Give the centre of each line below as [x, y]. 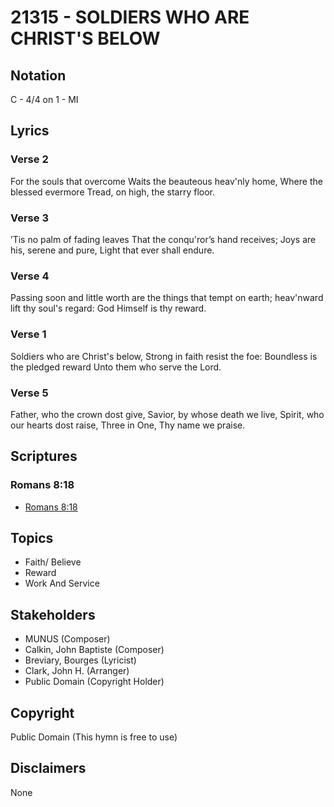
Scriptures [44, 456]
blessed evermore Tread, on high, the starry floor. [113, 192]
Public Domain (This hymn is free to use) [94, 737]
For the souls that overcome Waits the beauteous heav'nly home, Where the [166, 181]
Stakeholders [53, 614]
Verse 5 [29, 393]
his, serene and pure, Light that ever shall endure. [112, 250]
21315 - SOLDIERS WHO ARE [130, 17]
